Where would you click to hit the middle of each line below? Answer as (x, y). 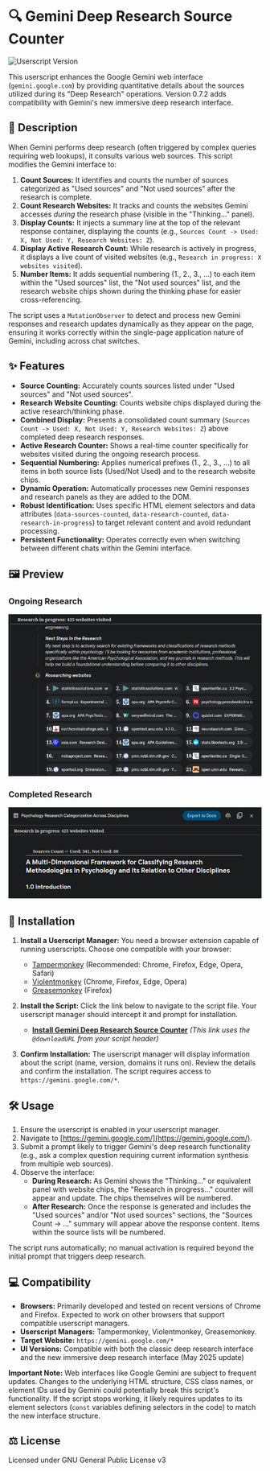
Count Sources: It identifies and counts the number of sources (124, 179)
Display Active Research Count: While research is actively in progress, (138, 248)
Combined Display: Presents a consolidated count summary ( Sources (135, 419)
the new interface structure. (54, 1415)
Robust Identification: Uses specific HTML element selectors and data (137, 505)
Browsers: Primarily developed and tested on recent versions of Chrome (140, 1306)
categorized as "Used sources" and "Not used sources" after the (127, 188)
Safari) (43, 973)
